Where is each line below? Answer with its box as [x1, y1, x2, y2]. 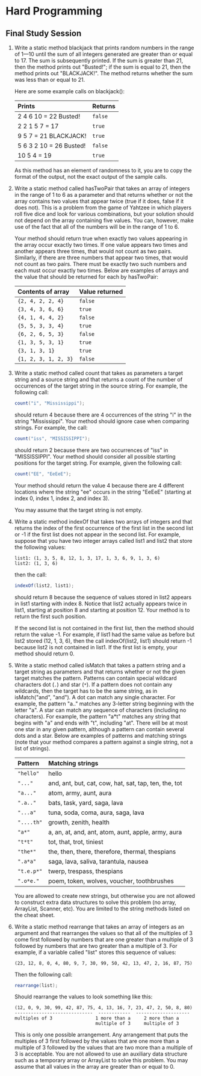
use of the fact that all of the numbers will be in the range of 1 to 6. [14, 223, 179, 230]
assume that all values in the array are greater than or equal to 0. [14, 1063, 175, 1071]
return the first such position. [14, 613, 87, 620]
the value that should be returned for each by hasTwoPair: [14, 273, 159, 280]
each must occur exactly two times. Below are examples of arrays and [14, 267, 189, 274]
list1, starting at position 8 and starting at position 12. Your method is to [14, 606, 190, 613]
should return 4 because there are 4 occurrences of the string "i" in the [14, 411, 192, 418]
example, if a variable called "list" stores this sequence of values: [14, 948, 177, 956]
